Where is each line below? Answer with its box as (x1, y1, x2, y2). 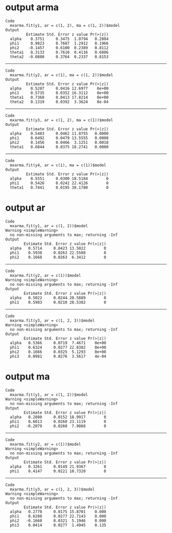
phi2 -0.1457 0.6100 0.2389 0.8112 (10, 45, 109, 50)
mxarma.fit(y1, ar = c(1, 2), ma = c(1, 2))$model (10, 23, 120, 28)
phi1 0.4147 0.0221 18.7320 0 (10, 469, 106, 474)
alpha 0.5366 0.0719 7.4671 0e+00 (10, 340, 106, 345)
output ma (5, 371, 50, 383)
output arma (5, 2, 59, 13)
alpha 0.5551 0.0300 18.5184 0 (10, 176, 109, 181)
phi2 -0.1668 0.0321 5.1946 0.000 (10, 518, 106, 523)
